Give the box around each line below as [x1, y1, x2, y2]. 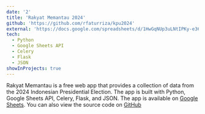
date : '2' [6, 8, 32, 15]
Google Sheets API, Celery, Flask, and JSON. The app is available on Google [6, 95, 198, 102]
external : [6, 25, 32, 32]
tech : [6, 32, 20, 38]
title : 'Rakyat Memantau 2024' [6, 15, 86, 21]
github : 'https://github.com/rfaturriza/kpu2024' [6, 20, 135, 26]
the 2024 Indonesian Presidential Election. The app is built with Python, [6, 89, 186, 96]
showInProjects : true [6, 65, 62, 72]
